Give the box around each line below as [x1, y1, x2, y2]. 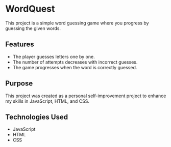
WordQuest [5, 3, 55, 15]
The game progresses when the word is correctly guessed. [12, 64, 137, 70]
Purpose [5, 79, 33, 88]
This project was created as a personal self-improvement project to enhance [5, 93, 166, 99]
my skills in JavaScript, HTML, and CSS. [5, 98, 90, 104]
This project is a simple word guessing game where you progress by [5, 20, 149, 26]
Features [5, 40, 34, 49]
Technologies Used [5, 112, 68, 121]
